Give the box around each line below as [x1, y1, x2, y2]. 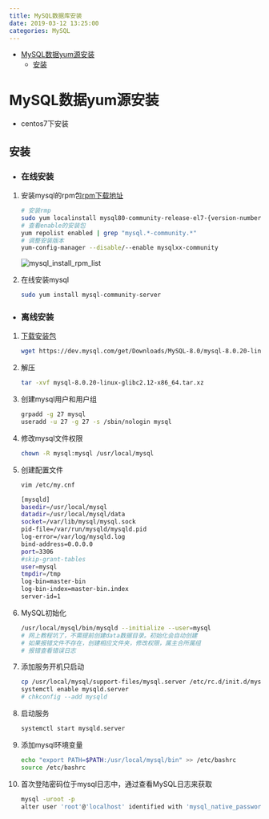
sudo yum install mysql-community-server [20, 291, 161, 299]
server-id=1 [20, 593, 61, 601]
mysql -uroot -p [20, 795, 75, 803]
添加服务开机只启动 [20, 662, 85, 671]
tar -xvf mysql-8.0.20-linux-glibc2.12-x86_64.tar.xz [20, 379, 204, 387]
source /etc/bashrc [20, 764, 86, 772]
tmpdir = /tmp [20, 570, 61, 578]
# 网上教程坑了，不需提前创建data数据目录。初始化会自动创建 [20, 631, 198, 639]
